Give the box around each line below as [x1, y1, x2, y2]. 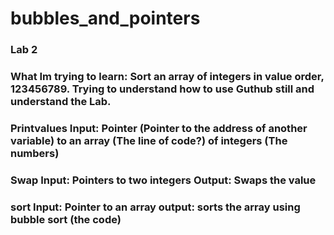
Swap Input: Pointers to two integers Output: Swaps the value [10, 173, 317, 187]
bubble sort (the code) [10, 212, 122, 226]
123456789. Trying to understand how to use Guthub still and [10, 82, 315, 96]
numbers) [10, 146, 60, 160]
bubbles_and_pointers [10, 7, 201, 30]
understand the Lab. [10, 95, 112, 109]
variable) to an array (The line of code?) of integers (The [10, 133, 288, 147]
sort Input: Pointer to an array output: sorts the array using [10, 200, 301, 214]
